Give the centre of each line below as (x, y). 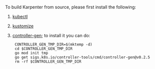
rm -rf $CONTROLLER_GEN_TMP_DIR (48, 62)
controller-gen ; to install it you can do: (51, 35)
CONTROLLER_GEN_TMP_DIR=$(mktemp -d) (53, 45)
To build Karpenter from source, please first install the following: (71, 7)
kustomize (23, 26)
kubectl (20, 16)
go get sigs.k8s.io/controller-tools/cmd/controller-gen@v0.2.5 (82, 57)
